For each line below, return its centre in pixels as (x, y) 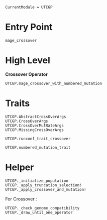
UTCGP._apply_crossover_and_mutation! (46, 189)
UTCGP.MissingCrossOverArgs (35, 130)
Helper (20, 167)
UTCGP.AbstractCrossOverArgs (36, 117)
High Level (28, 61)
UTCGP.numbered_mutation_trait (38, 147)
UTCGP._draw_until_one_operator (39, 212)
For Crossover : (21, 199)
